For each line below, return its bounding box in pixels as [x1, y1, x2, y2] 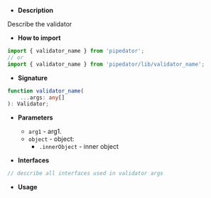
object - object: [28, 135, 75, 143]
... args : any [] [20, 94, 65, 101]
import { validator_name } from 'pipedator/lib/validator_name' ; [7, 61, 205, 68]
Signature [17, 73, 48, 82]
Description [17, 6, 53, 14]
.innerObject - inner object [38, 142, 119, 151]
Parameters [17, 113, 53, 122]
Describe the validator [7, 20, 72, 28]
